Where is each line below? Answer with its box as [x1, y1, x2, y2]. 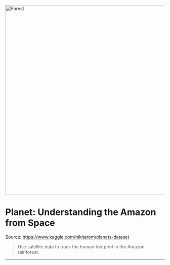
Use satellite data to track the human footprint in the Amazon [17, 243, 145, 249]
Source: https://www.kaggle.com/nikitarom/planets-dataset [5, 234, 130, 240]
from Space [5, 217, 55, 229]
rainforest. [17, 249, 39, 255]
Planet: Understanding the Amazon [5, 206, 156, 218]
